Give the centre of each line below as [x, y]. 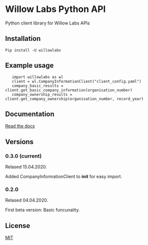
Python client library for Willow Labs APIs [48, 23]
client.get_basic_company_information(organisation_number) [69, 90]
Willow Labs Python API [56, 9]
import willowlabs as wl [38, 77]
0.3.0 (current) [23, 156]
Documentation [30, 114]
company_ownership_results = [42, 94]
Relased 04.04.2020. [27, 200]
